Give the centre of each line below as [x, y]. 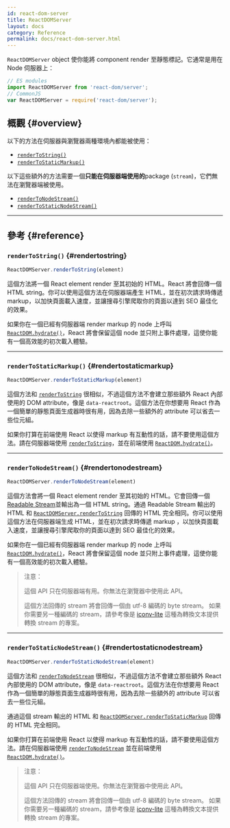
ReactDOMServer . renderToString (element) [66, 270]
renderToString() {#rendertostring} [67, 255]
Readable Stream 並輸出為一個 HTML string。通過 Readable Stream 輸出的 [111, 505]
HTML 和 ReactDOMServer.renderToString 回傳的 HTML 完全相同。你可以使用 [115, 513]
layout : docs [26, 26]
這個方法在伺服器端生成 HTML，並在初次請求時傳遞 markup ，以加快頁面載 [113, 522]
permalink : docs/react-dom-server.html [64, 39]
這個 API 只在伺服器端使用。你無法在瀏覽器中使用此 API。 [105, 785]
